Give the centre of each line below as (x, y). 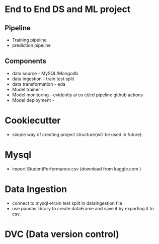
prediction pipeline (31, 45)
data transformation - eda (39, 84)
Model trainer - (28, 89)
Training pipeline (29, 40)
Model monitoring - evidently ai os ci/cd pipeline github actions (77, 95)
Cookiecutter (33, 120)
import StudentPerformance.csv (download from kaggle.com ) (76, 169)
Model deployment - (33, 100)
